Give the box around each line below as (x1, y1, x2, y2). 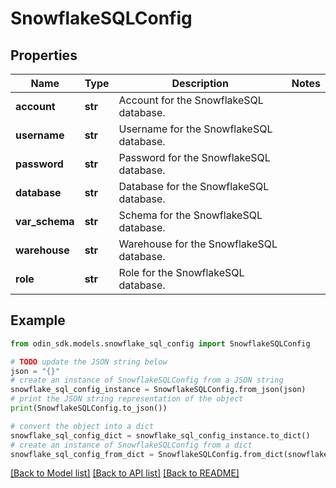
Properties (10, 47, 78, 64)
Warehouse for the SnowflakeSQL (118, 237, 278, 251)
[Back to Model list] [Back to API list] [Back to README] (10, 467, 240, 479)
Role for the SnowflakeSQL (118, 266, 245, 279)
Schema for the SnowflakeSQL (118, 208, 263, 222)
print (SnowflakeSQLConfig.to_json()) (10, 403, 168, 414)
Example (10, 312, 66, 329)
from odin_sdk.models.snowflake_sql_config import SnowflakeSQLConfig (10, 338, 311, 349)
